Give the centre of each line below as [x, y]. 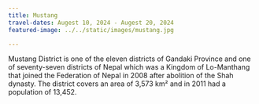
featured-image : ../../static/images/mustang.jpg [91, 30]
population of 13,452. [43, 92]
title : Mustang [33, 15]
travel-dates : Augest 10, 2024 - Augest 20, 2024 [91, 23]
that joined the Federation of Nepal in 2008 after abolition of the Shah [121, 76]
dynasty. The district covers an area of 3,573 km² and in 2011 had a [117, 84]
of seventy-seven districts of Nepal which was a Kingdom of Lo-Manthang [129, 67]
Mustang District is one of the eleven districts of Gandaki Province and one [129, 59]
